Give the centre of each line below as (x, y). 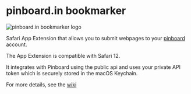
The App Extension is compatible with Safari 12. (63, 55)
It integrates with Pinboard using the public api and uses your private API (93, 67)
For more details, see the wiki (41, 84)
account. (17, 44)
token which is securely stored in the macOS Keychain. (72, 73)
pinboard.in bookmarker (66, 11)
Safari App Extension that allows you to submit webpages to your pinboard (95, 38)
